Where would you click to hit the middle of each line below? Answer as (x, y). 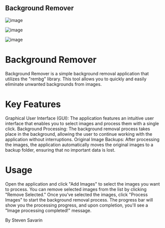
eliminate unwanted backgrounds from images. (54, 84)
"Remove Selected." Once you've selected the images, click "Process (77, 195)
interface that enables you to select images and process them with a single (82, 123)
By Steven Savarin (24, 220)
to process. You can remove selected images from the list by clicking (76, 189)
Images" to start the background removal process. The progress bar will (79, 200)
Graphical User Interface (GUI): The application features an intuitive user (80, 118)
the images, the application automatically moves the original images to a (79, 145)
